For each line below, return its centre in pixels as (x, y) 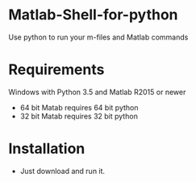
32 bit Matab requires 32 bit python (79, 116)
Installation (47, 149)
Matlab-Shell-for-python (93, 15)
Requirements (56, 70)
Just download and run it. (63, 171)
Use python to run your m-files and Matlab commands (98, 37)
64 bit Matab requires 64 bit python (79, 107)
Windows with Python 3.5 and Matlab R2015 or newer (97, 92)
